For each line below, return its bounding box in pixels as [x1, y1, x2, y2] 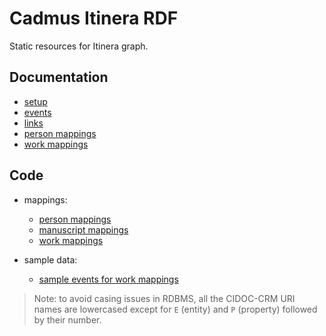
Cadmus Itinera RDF [9, 7, 179, 30]
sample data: [23, 253, 78, 266]
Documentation [9, 69, 109, 86]
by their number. [33, 313, 102, 326]
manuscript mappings [38, 223, 129, 236]
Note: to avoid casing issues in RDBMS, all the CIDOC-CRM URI [33, 292, 296, 304]
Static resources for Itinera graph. [9, 40, 149, 52]
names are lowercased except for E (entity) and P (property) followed [33, 303, 318, 315]
